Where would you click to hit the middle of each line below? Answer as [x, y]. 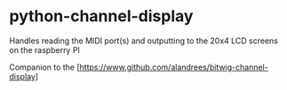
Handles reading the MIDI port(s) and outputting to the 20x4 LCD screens [143, 41]
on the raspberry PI [44, 49]
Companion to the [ [44, 67]
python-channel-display [101, 16]
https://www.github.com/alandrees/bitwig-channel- [174, 67]
